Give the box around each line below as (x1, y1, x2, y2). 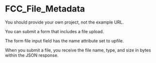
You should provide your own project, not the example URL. (5, 19, 124, 25)
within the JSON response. (5, 52, 59, 58)
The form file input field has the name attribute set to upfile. (5, 38, 124, 44)
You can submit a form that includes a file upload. (5, 28, 104, 34)
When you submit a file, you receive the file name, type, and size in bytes (5, 47, 151, 53)
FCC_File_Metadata (5, 3, 85, 14)
